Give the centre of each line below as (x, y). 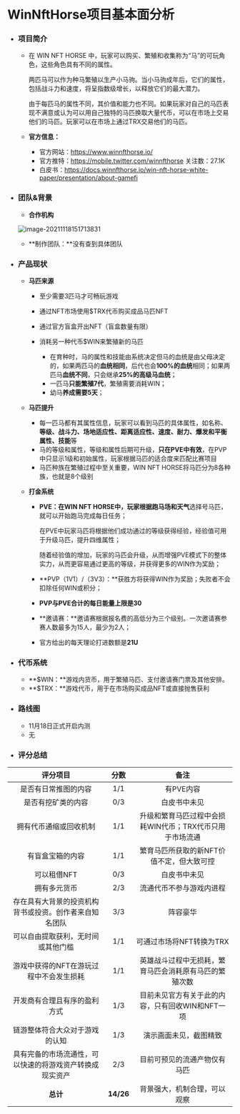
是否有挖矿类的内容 (56, 802)
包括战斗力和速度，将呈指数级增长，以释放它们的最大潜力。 (116, 89)
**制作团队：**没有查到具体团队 (75, 244)
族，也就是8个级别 (66, 476)
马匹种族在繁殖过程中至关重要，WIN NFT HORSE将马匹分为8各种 (135, 468)
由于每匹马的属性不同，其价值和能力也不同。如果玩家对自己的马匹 (125, 104)
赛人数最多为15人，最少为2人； (85, 627)
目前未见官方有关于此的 (179, 995)
